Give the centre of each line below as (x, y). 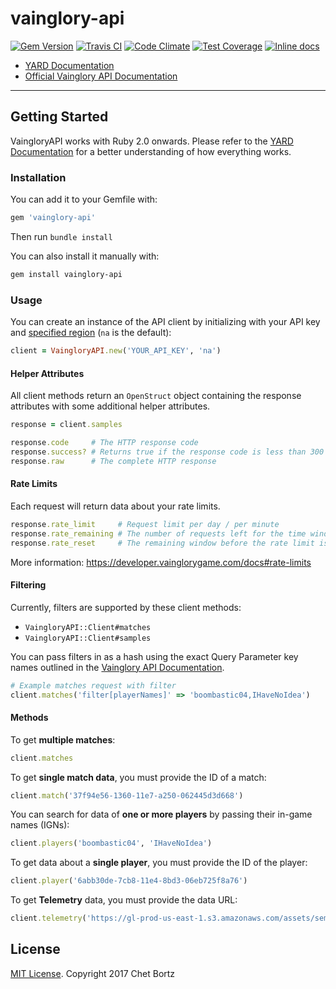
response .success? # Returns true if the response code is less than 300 (167, 452)
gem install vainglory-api (66, 274)
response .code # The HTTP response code (104, 443)
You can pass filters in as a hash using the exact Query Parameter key (154, 656)
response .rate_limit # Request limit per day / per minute (145, 524)
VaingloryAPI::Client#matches (88, 627)
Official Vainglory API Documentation (101, 76)
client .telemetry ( (48, 918)
